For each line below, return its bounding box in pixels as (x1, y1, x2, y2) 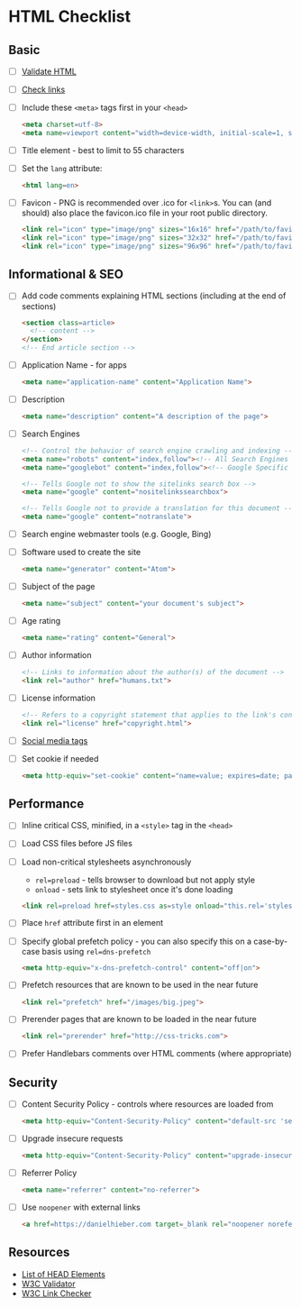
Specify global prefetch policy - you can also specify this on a (21, 936, 252, 946)
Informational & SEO (8, 267, 123, 282)
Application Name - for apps (21, 360, 127, 370)
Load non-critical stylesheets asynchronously (21, 856, 192, 867)
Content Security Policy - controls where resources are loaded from (21, 1099, 274, 1110)
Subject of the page (21, 581, 96, 592)
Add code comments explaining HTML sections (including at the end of (21, 290, 287, 301)
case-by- (253, 936, 288, 946)
